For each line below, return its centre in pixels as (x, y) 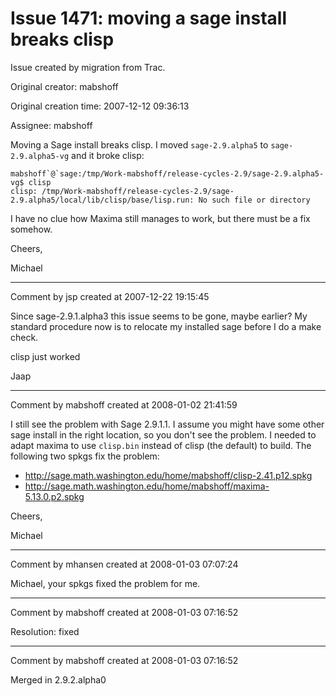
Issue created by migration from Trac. (88, 67)
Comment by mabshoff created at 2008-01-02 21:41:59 (124, 404)
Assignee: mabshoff (51, 125)
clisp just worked (45, 356)
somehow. (31, 229)
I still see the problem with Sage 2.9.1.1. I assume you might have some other (167, 424)
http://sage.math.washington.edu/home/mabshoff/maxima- (147, 486)
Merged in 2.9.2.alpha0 (58, 679)
